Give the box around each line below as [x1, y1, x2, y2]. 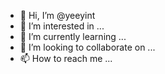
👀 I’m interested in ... [19, 20, 105, 32]
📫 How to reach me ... [19, 53, 113, 64]
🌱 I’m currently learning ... [19, 31, 127, 42]
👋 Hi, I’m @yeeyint [19, 10, 96, 21]
